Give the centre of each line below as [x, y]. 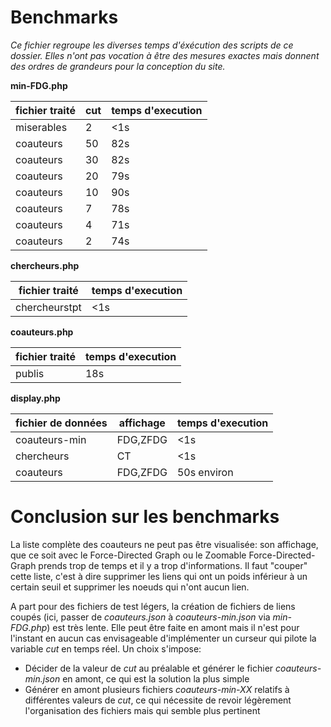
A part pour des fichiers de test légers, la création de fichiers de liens [153, 606]
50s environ [205, 472]
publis [30, 373]
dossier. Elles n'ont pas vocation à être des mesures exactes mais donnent [165, 55]
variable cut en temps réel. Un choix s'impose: [106, 648]
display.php [35, 398]
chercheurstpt [48, 307]
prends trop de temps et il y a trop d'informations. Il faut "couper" [173, 565]
